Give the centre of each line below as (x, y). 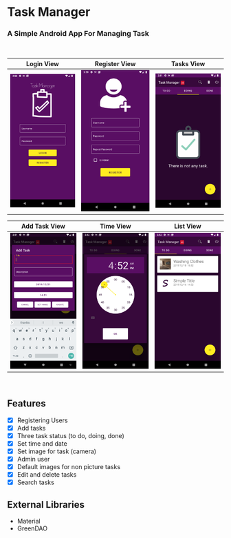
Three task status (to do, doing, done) (71, 435)
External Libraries (46, 505)
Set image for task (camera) (57, 451)
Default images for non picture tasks (69, 466)
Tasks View (188, 63)
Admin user (33, 459)
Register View (115, 63)
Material (29, 521)
